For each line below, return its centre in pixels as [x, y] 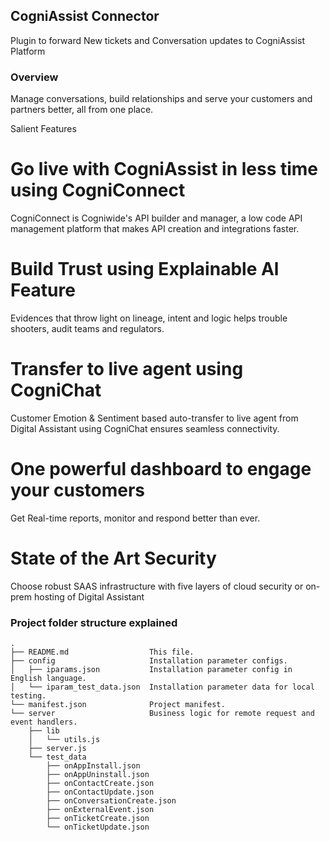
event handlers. [44, 722]
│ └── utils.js [64, 740]
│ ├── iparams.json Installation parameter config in [151, 670]
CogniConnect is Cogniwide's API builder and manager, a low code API [156, 218]
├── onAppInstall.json [93, 766]
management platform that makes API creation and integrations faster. [155, 229]
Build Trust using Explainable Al [145, 269]
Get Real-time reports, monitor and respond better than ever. [135, 518]
